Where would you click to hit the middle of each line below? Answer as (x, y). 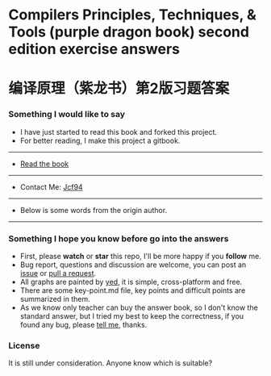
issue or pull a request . (58, 273)
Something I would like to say (67, 115)
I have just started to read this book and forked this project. (119, 132)
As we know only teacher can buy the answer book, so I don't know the (139, 307)
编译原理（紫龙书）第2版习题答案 (119, 88)
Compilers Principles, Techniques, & (132, 15)
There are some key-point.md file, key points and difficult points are (133, 290)
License (24, 345)
